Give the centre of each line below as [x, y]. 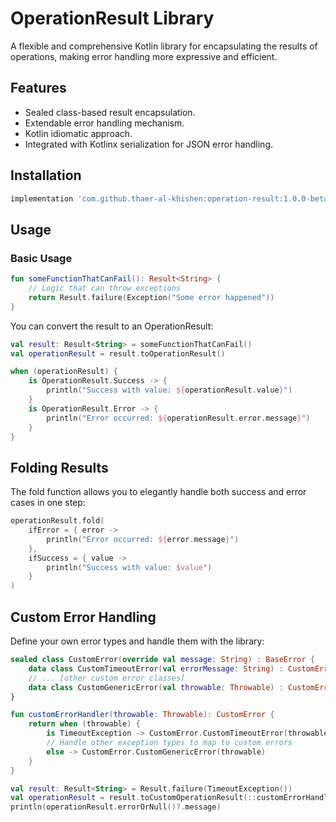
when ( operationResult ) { [64, 372]
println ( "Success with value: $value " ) [129, 567]
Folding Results [59, 467]
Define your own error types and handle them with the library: [137, 641]
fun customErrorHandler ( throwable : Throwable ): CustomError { [142, 715]
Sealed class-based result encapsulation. [110, 112]
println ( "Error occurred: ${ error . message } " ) [143, 539]
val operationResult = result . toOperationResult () [118, 353]
